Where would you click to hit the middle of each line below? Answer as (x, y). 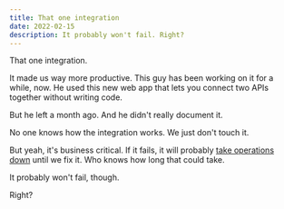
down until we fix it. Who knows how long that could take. (117, 160)
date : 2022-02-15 (42, 26)
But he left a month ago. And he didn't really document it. (117, 115)
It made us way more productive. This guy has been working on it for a (142, 78)
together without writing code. (66, 97)
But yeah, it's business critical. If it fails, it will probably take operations (142, 150)
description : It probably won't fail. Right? (97, 35)
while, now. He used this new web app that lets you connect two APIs (139, 88)
